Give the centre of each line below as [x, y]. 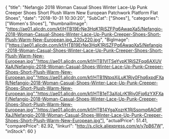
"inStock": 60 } [21, 131]
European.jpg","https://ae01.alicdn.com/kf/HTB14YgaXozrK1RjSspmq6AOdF [84, 110]
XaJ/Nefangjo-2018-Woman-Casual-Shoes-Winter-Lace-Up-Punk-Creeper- [84, 115]
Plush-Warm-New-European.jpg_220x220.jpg [53, 40]
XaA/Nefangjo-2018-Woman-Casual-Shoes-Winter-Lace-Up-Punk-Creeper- [84, 66]
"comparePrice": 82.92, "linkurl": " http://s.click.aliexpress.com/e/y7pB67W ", [84, 126]
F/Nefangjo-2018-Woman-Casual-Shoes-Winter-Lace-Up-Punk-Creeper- [81, 99]
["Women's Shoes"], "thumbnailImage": [46, 23]
